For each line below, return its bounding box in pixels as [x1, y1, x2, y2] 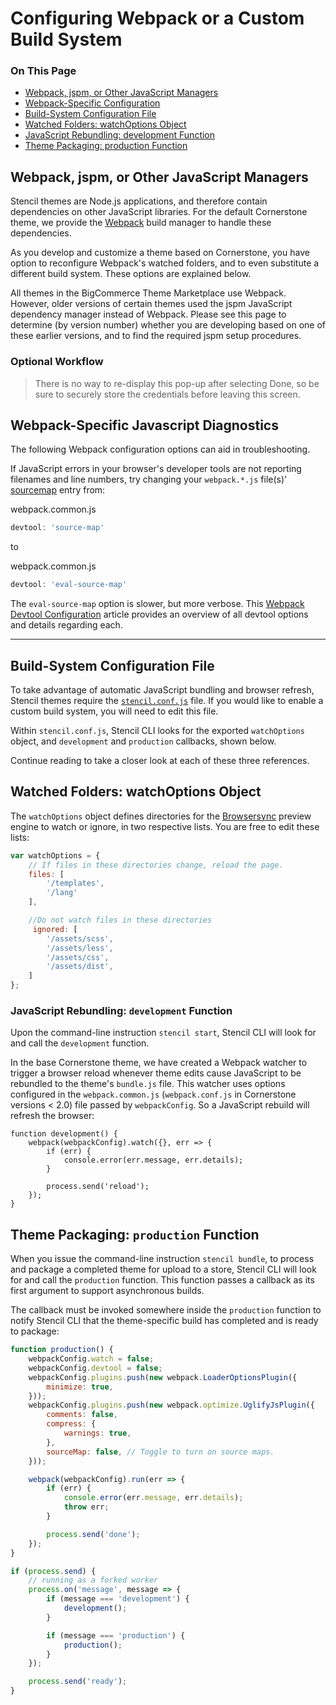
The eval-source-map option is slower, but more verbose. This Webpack [10, 598, 305, 610]
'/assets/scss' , [46, 933, 114, 944]
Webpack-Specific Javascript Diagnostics [10, 417, 279, 434]
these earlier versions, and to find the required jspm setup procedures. [10, 330, 302, 342]
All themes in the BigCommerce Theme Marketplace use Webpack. [10, 287, 287, 299]
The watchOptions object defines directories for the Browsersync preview [10, 810, 312, 822]
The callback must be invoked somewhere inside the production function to [10, 1304, 322, 1316]
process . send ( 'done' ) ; [46, 1529, 141, 1539]
